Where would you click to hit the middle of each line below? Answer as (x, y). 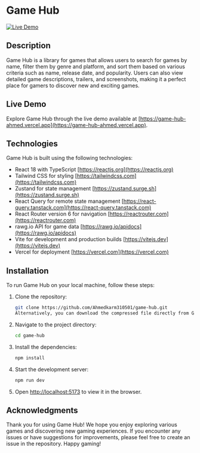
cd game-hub (30, 335)
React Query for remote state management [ (69, 201)
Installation (27, 271)
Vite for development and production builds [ (70, 239)
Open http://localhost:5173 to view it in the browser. (78, 392)
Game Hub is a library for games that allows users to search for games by (97, 60)
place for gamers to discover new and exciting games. (73, 85)
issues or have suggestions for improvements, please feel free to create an (98, 437)
